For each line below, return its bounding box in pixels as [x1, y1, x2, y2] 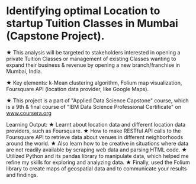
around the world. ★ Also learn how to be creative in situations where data [6, 140, 189, 147]
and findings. [6, 171, 38, 178]
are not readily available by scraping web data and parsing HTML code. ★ [6, 146, 188, 153]
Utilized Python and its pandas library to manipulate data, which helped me [6, 152, 189, 159]
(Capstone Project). [6, 30, 105, 43]
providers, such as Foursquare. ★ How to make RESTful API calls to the [6, 127, 181, 134]
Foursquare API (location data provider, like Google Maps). [6, 85, 149, 92]
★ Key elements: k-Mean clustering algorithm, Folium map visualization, [6, 79, 182, 86]
